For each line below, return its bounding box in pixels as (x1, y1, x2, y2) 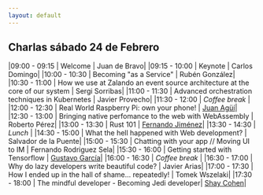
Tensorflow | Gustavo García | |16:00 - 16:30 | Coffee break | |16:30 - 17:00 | (8, 153, 254, 163)
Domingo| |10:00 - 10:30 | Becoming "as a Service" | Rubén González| (8, 70, 236, 79)
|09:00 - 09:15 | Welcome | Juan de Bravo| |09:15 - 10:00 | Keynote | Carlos (8, 61, 254, 71)
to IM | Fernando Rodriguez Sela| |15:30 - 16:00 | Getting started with (8, 145, 232, 154)
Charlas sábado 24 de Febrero (8, 41, 160, 54)
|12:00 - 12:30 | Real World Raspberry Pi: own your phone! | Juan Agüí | (8, 103, 238, 112)
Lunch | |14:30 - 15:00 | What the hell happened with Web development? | (8, 128, 247, 138)
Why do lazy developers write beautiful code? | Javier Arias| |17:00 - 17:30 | (8, 162, 254, 171)
